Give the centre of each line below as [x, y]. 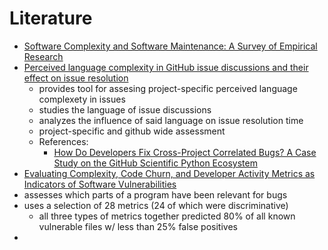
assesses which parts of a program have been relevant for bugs [155, 194]
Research [43, 56]
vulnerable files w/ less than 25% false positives [138, 226]
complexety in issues [82, 99]
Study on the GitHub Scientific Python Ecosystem [155, 163]
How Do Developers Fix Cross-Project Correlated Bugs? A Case [185, 152]
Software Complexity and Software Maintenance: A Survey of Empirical [170, 46]
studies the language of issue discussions [125, 109]
